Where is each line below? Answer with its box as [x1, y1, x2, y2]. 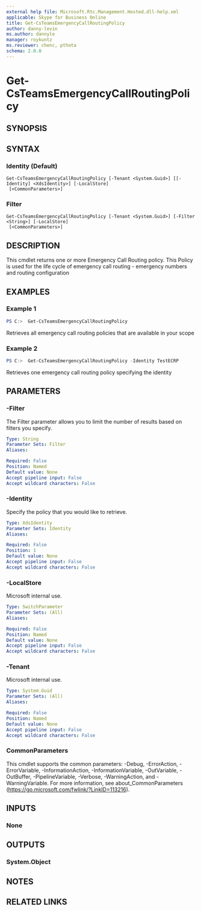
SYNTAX [6, 144, 40, 154]
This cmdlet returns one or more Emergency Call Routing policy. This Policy [6, 256, 194, 264]
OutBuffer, [6, 773, 32, 780]
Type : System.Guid [6, 688, 52, 694]
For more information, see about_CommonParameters [50, 779, 184, 786]
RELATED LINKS [6, 897, 67, 907]
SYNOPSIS [6, 123, 48, 134]
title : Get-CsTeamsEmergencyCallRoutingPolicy [6, 20, 125, 26]
